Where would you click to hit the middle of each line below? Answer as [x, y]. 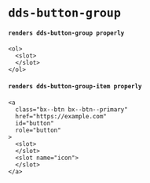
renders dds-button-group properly [66, 33]
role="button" [38, 130]
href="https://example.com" [61, 116]
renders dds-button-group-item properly [75, 86]
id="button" [35, 123]
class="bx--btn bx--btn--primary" [71, 109]
